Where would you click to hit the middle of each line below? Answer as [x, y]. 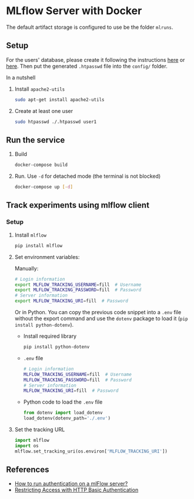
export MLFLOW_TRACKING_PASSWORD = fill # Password [78, 290]
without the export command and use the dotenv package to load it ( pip [101, 318]
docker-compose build [41, 165]
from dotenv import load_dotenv [63, 413]
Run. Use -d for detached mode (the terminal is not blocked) [88, 176]
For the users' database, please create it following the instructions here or [96, 59]
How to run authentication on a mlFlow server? [71, 484]
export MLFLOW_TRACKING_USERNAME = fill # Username [78, 285]
